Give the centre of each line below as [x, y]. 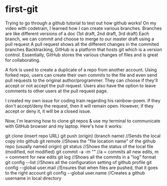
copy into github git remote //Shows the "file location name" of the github [81, 141]
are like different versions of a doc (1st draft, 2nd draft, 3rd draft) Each [77, 33]
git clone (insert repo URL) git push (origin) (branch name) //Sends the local [83, 136]
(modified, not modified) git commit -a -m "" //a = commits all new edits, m [82, 152]
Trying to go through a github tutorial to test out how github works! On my [81, 23]
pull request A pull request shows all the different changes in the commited [82, 44]
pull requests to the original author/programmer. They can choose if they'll [82, 80]
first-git [22, 9]
